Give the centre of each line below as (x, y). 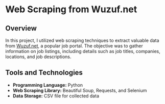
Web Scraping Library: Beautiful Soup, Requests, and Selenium (80, 90)
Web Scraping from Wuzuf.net (71, 9)
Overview (21, 28)
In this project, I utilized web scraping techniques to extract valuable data (82, 40)
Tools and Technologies (44, 73)
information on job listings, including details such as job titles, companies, (83, 51)
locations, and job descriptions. (38, 57)
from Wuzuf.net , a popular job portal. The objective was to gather (74, 46)
